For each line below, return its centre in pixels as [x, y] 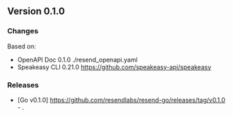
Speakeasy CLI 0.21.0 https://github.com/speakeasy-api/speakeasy [114, 67]
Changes [23, 31]
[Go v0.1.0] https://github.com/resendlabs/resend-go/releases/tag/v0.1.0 [121, 100]
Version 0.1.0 [36, 11]
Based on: [22, 46]
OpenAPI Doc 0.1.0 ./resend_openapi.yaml [77, 60]
